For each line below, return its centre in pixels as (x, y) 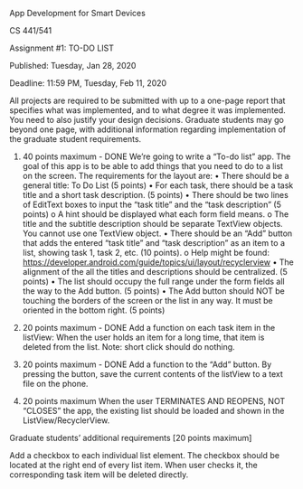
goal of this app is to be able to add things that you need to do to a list (152, 166)
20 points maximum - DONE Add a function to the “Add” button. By (147, 364)
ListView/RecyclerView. (66, 420)
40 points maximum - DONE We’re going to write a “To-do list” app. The (156, 156)
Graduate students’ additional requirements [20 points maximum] (131, 438)
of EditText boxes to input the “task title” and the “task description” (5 (152, 204)
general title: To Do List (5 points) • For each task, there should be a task (158, 185)
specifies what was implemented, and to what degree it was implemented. (148, 110)
